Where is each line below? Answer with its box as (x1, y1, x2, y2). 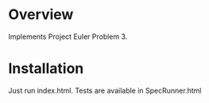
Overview (8, 6, 74, 24)
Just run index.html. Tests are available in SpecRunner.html (8, 86, 202, 95)
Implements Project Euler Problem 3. (8, 32, 128, 41)
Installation (8, 59, 84, 78)
